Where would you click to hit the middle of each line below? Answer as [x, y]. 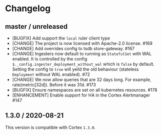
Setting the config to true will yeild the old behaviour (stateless [75, 69]
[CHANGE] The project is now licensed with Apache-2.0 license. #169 [82, 43]
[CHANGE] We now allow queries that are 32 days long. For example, [81, 79]
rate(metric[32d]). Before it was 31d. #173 [54, 85]
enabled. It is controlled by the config [50, 59]
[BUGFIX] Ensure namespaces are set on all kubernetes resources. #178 [85, 90]
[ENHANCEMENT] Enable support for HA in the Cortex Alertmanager [81, 95]
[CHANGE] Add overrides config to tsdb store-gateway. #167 [73, 48]
